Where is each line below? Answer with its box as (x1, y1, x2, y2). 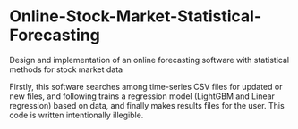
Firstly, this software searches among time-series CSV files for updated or (9, 81, 283, 92)
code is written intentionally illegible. (9, 109, 144, 120)
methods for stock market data (9, 64, 123, 75)
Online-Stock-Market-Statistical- (9, 6, 262, 27)
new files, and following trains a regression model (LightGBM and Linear (9, 91, 276, 101)
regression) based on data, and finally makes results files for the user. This (9, 100, 285, 110)
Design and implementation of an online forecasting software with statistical (9, 54, 289, 65)
